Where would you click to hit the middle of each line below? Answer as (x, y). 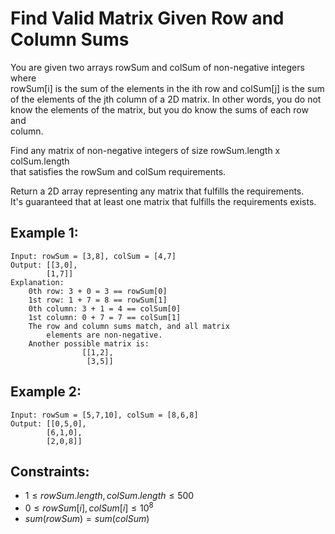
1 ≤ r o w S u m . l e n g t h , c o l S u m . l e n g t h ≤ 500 (109, 496)
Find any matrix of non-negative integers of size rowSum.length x (145, 150)
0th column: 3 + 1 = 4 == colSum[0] (105, 308)
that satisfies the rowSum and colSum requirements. (118, 171)
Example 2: (46, 392)
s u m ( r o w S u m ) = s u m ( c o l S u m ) (87, 519)
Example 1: (44, 233)
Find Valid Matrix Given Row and (147, 18)
